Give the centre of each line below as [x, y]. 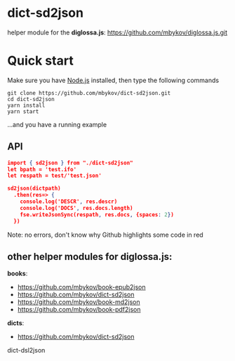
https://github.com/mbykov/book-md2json [79, 302]
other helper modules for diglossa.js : [90, 257]
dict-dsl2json [26, 350]
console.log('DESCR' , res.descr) [69, 202]
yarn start [23, 111]
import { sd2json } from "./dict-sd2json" [70, 163]
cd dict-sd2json [31, 99]
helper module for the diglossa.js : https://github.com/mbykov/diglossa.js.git [117, 32]
